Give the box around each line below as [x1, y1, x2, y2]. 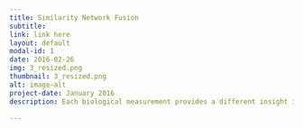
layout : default [9, 38, 70, 48]
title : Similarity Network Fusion [9, 13, 140, 23]
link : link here [9, 30, 70, 39]
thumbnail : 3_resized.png [9, 72, 106, 81]
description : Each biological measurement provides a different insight [9, 96, 289, 106]
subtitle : [9, 22, 47, 31]
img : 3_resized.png [9, 64, 83, 73]
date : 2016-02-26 [9, 55, 75, 64]
